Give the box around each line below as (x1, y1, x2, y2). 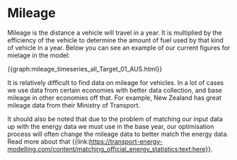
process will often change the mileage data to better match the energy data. (7, 130, 229, 138)
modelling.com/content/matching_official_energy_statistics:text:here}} (7, 144, 211, 153)
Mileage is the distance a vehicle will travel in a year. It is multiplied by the (7, 28, 223, 37)
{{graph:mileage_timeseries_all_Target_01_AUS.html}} (7, 64, 163, 73)
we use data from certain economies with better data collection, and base (7, 86, 223, 94)
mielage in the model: (7, 51, 71, 59)
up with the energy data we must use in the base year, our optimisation (7, 122, 214, 130)
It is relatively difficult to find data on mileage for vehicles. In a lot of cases (7, 78, 224, 86)
